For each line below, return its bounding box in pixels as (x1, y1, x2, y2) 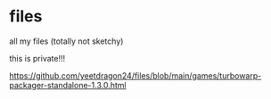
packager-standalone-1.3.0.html (9, 79, 127, 90)
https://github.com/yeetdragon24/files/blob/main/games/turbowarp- (9, 70, 262, 81)
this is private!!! (9, 53, 66, 63)
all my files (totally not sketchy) (9, 36, 124, 46)
